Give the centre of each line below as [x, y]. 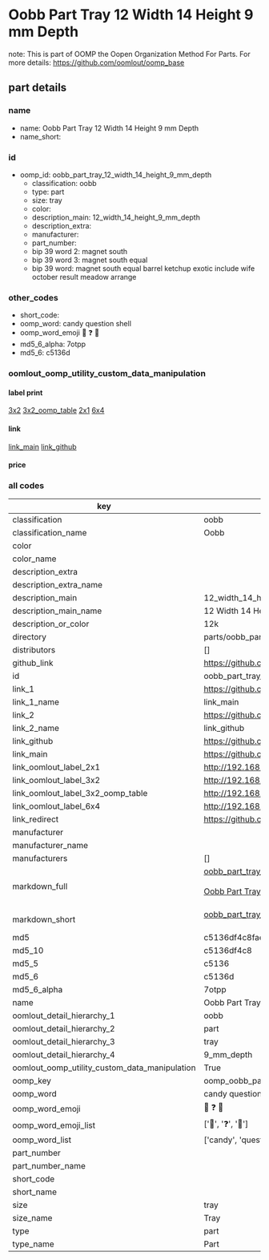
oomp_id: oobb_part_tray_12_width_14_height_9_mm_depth [116, 175]
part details [38, 88]
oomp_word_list [42, 1140]
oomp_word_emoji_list [54, 1125]
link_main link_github [43, 446]
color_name [34, 559]
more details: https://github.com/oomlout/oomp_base [96, 63]
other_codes [33, 297]
